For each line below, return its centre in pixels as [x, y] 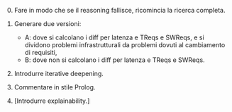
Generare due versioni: [48, 24]
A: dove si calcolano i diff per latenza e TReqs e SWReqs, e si [114, 37]
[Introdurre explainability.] [52, 101]
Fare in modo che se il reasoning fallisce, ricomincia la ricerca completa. [120, 10]
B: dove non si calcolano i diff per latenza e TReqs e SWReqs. [115, 60]
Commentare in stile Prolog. [55, 87]
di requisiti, [41, 52]
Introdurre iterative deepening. [59, 74]
